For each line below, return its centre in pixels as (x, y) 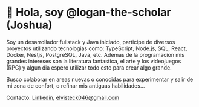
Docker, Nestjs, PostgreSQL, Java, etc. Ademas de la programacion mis (95, 54)
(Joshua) (29, 25)
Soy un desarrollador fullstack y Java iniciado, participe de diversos (91, 42)
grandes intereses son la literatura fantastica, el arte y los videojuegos (94, 61)
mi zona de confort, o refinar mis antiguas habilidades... (76, 86)
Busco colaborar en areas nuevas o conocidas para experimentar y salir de (100, 79)
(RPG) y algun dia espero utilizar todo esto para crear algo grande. (89, 67)
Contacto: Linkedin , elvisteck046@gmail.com (63, 97)
